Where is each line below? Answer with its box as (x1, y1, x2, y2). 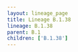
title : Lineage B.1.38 (7, 16, 71, 23)
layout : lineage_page (7, 9, 69, 17)
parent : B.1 (7, 28, 41, 36)
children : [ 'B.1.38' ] (7, 35, 69, 42)
